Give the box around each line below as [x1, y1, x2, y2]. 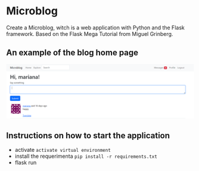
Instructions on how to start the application [6, 130, 170, 141]
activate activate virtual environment [14, 146, 111, 154]
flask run [14, 159, 37, 166]
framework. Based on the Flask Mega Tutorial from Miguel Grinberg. [6, 30, 173, 37]
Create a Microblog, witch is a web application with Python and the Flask [6, 24, 185, 31]
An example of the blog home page [6, 48, 139, 58]
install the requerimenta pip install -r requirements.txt [14, 152, 158, 160]
